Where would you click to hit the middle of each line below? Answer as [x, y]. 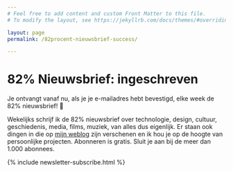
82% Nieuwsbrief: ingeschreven [103, 79]
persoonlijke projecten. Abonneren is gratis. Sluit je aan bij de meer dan [109, 141]
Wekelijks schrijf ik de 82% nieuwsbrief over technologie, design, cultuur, [112, 119]
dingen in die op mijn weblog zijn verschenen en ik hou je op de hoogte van [115, 134]
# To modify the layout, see [49, 20]
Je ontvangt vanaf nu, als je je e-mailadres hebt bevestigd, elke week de [111, 98]
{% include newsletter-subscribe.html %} [66, 162]
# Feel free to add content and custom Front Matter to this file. [107, 14]
